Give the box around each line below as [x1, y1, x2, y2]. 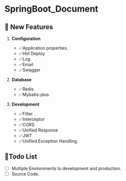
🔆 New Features [4, 23, 53, 31]
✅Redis [18, 86, 34, 92]
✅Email [18, 62, 33, 67]
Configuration [11, 36, 41, 41]
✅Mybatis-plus [18, 91, 49, 97]
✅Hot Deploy [18, 51, 45, 56]
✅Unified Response [18, 127, 58, 133]
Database [11, 77, 32, 82]
